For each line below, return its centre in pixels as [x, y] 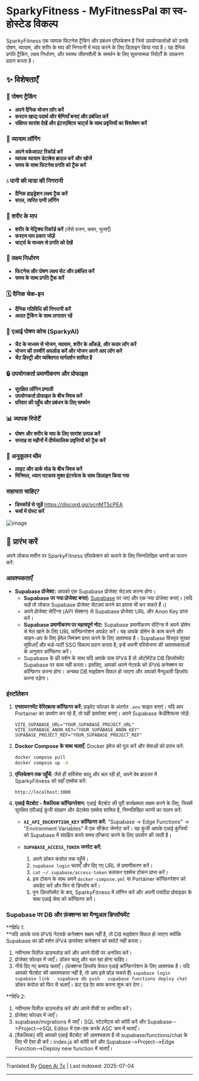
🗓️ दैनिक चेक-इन [25, 294]
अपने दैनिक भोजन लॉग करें [39, 110]
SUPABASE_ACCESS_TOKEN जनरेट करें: [62, 847]
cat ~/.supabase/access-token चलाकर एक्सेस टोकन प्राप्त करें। [100, 872]
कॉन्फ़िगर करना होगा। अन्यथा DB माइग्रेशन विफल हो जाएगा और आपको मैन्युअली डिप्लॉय [106, 671]
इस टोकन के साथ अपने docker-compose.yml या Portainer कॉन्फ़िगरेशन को [109, 879]
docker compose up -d [41, 763]
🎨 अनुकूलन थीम [24, 456]
